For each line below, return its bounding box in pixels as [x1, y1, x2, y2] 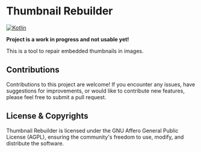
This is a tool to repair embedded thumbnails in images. [6, 47, 144, 55]
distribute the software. [6, 139, 64, 147]
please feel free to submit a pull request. [6, 93, 107, 100]
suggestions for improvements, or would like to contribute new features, [6, 87, 185, 94]
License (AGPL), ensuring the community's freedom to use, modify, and [6, 133, 184, 141]
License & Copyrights [6, 111, 88, 121]
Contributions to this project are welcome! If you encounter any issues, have [6, 81, 196, 88]
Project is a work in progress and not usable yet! [6, 35, 129, 43]
